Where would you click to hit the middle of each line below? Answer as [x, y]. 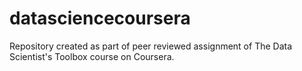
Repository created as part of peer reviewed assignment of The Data [151, 46]
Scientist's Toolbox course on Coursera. [92, 56]
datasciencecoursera [100, 18]
